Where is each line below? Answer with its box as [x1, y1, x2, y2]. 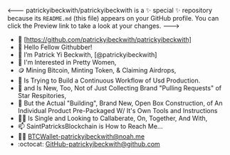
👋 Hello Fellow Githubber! [17, 43, 93, 51]
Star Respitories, [17, 92, 67, 100]
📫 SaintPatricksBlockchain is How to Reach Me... [17, 122, 163, 130]
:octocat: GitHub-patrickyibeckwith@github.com [17, 140, 160, 148]
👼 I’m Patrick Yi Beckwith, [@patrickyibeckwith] [17, 50, 157, 59]
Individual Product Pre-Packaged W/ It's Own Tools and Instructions [17, 107, 218, 114]
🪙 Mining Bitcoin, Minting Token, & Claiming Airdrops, [17, 66, 177, 74]
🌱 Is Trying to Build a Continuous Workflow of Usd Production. [17, 76, 201, 85]
